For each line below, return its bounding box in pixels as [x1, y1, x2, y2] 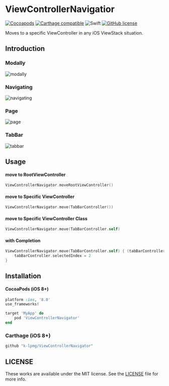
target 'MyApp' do [5, 311, 44, 316]
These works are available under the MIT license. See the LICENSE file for [5, 370, 158, 376]
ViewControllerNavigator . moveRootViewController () [5, 182, 114, 188]
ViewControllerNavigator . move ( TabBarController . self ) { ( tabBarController [5, 249, 165, 254]
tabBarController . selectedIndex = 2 [14, 253, 92, 258]
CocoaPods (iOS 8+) [5, 285, 49, 292]
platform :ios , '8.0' [5, 297, 51, 302]
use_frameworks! [5, 302, 39, 307]
